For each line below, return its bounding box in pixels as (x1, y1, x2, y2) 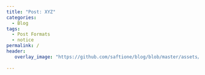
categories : (6, 15, 37, 21)
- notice (12, 37, 34, 43)
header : (6, 48, 26, 54)
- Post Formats (12, 31, 51, 37)
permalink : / (6, 43, 40, 49)
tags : (6, 25, 20, 32)
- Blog (12, 20, 29, 26)
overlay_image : (14, 54, 53, 60)
